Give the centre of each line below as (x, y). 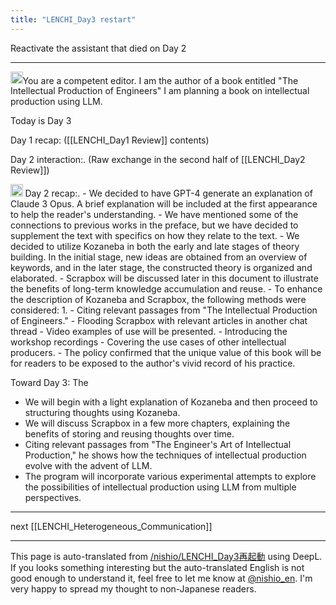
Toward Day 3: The (49, 382)
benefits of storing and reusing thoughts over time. (129, 433)
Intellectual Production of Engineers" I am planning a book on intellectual (160, 91)
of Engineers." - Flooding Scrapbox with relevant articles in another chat (159, 320)
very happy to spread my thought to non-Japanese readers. (133, 588)
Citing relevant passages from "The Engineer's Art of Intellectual (158, 444)
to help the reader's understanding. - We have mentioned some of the (154, 214)
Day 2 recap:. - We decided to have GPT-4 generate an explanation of (168, 193)
